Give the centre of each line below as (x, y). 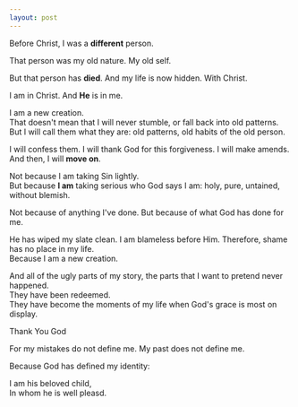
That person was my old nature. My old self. (90, 60)
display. (24, 314)
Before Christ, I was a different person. (81, 43)
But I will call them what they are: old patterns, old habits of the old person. (148, 132)
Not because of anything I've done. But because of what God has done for (147, 212)
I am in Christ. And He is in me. (66, 95)
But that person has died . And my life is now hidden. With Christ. (128, 78)
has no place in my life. (52, 248)
